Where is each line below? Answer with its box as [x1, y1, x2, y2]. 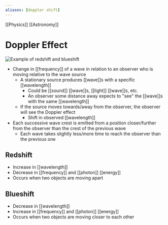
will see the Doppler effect [20, 109, 76, 115]
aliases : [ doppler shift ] [5, 7, 60, 13]
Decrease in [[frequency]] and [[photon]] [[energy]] [12, 170, 121, 176]
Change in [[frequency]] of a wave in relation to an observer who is [12, 66, 153, 72]
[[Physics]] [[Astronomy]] [5, 21, 59, 27]
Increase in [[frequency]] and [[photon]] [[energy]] [12, 209, 119, 215]
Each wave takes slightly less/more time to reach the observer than [20, 131, 161, 137]
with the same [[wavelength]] [27, 98, 90, 104]
